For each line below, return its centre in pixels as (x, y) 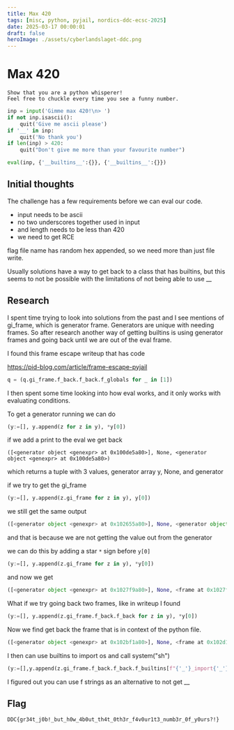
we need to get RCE (46, 237)
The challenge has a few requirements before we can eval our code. (105, 201)
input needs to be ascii (50, 214)
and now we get (30, 577)
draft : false (26, 33)
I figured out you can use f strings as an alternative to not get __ (99, 682)
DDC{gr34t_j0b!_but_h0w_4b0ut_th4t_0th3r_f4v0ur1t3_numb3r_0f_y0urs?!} (113, 720)
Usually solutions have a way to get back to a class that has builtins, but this (116, 271)
